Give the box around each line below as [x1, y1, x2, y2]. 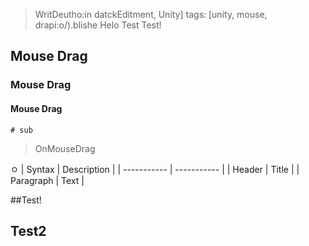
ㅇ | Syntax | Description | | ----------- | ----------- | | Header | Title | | [10, 163, 300, 175]
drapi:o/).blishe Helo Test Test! [34, 19, 162, 31]
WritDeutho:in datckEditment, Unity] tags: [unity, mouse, [34, 9, 268, 20]
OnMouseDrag [34, 142, 96, 154]
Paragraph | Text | [10, 174, 85, 186]
